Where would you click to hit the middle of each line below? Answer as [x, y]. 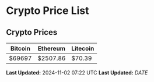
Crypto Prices [32, 32]
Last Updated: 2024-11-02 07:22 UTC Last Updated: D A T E [77, 73]
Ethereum [52, 49]
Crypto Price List [48, 11]
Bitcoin [20, 49]
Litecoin [83, 49]
